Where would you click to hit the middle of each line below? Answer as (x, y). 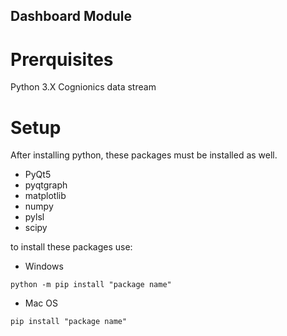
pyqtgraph (46, 185)
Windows (44, 266)
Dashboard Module (71, 16)
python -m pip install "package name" (91, 285)
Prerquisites (62, 59)
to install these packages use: (71, 247)
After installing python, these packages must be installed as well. (144, 155)
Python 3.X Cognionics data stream (83, 87)
